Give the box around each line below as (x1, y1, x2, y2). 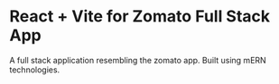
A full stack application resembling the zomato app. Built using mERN (9, 55, 266, 65)
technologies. (9, 64, 60, 75)
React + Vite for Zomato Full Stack (9, 6, 271, 27)
